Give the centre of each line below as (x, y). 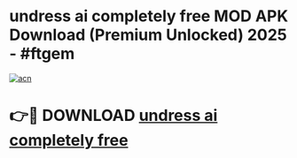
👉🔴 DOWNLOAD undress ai (113, 116)
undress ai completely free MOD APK (149, 16)
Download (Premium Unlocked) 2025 (148, 35)
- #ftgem (42, 54)
